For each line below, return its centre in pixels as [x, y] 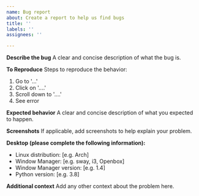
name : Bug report [28, 12]
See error [27, 101]
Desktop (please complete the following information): [76, 143]
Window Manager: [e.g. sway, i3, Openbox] [70, 161]
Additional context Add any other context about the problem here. [90, 186]
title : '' [19, 23]
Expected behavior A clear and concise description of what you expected [100, 113]
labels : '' [20, 29]
